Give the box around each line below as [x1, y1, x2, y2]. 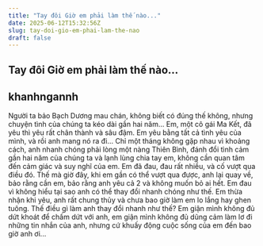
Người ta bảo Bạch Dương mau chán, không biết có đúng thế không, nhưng [8, 111, 253, 121]
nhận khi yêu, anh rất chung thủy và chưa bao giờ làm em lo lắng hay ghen [8, 195, 252, 205]
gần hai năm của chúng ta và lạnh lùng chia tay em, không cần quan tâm [8, 153, 246, 163]
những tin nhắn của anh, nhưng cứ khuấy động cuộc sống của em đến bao [8, 221, 252, 230]
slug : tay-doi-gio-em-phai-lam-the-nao [8, 26, 140, 34]
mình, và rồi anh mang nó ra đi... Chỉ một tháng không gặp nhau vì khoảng [8, 136, 250, 146]
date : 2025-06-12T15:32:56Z [8, 19, 101, 27]
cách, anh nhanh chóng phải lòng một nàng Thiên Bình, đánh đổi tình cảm [8, 144, 250, 155]
